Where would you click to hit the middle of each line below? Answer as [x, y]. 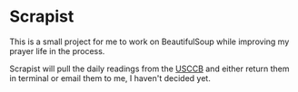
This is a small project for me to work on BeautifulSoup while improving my [149, 41]
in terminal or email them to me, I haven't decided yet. [110, 78]
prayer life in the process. [57, 51]
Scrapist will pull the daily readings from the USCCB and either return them [149, 69]
